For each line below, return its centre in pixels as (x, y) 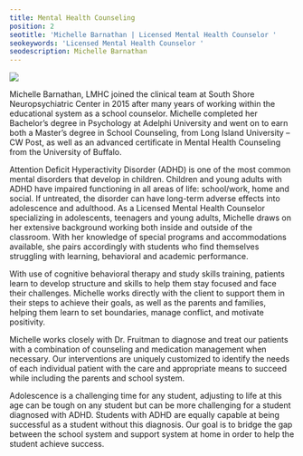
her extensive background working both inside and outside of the (131, 228)
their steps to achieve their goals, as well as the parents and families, (138, 303)
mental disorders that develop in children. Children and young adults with (146, 179)
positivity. (28, 322)
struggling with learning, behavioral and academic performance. (129, 257)
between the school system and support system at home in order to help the (152, 434)
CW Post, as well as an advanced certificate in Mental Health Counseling (145, 142)
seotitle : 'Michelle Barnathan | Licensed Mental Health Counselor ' (143, 34)
